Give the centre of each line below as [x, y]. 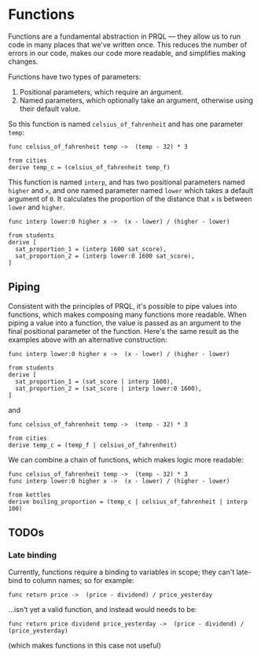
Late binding [33, 555]
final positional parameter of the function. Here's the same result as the [124, 331]
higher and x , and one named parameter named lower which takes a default [131, 190]
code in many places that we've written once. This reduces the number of [128, 44]
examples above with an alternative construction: [88, 340]
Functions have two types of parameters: [75, 76]
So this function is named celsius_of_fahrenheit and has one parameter [126, 124]
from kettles [29, 495]
